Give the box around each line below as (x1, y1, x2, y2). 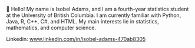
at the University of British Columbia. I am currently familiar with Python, (6, 12, 181, 19)
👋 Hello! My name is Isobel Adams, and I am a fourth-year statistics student (6, 6, 189, 12)
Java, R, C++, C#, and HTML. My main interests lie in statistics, (6, 18, 159, 25)
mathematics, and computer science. (6, 24, 96, 31)
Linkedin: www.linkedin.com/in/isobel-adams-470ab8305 (6, 36, 146, 42)
